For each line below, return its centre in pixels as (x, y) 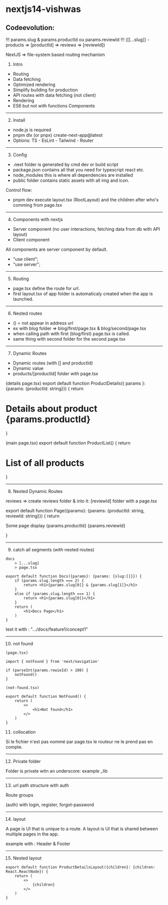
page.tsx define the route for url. (46, 288)
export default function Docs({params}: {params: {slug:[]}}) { (74, 576)
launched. (23, 299)
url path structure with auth (41, 785)
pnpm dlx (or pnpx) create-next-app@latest (58, 135)
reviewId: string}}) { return (33, 516)
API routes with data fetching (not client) (54, 95)
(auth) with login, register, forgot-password (50, 805)
